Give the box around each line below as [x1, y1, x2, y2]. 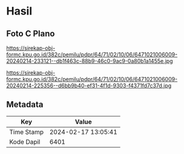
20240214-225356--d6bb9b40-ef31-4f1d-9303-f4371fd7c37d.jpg [6, 82, 172, 89]
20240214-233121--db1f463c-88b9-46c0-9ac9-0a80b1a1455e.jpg [6, 58, 173, 64]
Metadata [6, 99, 44, 110]
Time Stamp [9, 127, 44, 136]
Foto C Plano [6, 28, 55, 39]
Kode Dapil [9, 138, 41, 146]
